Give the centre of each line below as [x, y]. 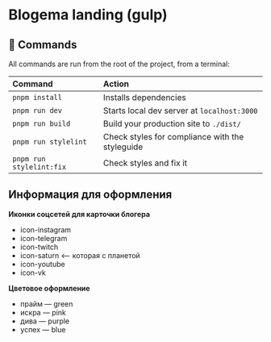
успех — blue [43, 329]
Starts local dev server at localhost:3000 [181, 111]
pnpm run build [42, 124]
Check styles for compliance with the [174, 137]
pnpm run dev [38, 111]
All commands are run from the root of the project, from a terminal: [119, 64]
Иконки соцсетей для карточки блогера [79, 214]
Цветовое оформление [49, 288]
